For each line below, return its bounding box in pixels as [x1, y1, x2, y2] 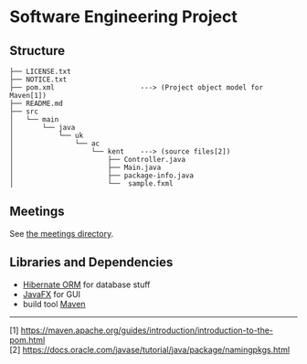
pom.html [9, 334, 46, 345]
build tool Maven [22, 298, 86, 309]
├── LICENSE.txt [9, 67, 71, 76]
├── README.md [9, 99, 64, 108]
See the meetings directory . [9, 228, 114, 239]
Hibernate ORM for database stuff [22, 279, 151, 290]
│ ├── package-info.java [9, 171, 195, 180]
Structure [9, 43, 66, 59]
